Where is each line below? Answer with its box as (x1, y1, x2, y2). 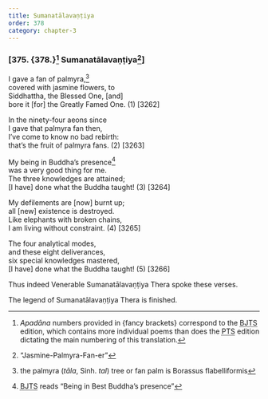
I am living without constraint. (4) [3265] (8, 223, 141, 233)
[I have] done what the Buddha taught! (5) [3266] (8, 264, 171, 274)
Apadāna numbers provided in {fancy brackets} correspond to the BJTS (19, 318, 258, 328)
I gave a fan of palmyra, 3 (8, 73, 90, 84)
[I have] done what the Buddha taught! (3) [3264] (8, 183, 171, 192)
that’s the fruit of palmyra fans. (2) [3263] (8, 140, 145, 150)
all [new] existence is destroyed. (8, 207, 115, 216)
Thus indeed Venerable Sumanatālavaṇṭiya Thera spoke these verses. (8, 280, 238, 290)
